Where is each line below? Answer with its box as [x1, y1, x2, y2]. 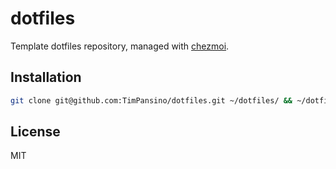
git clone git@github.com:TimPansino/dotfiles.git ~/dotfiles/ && [10, 95, 293, 106]
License [10, 123, 61, 141]
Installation [10, 69, 82, 86]
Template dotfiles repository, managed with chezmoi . [10, 40, 230, 52]
